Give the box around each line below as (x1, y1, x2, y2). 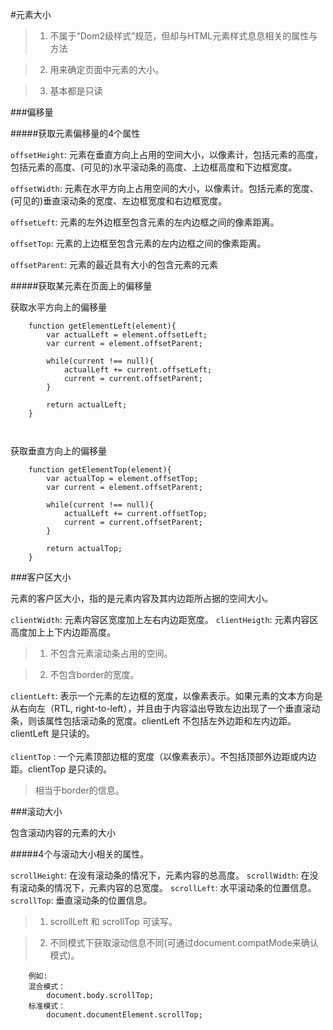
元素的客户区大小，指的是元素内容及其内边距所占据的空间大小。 (10, 593, 273, 604)
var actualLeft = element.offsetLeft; (46, 330, 208, 340)
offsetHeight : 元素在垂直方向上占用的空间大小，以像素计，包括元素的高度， (10, 149, 323, 160)
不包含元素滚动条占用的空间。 (49, 648, 173, 659)
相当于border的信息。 (34, 784, 125, 796)
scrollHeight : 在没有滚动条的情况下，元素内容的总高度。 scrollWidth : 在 (10, 869, 310, 881)
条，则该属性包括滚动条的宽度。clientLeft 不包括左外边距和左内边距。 (10, 715, 297, 727)
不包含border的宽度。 (49, 669, 140, 680)
